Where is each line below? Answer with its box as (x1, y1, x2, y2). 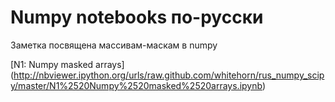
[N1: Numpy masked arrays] (10, 58, 125, 70)
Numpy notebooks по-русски (10, 6, 264, 29)
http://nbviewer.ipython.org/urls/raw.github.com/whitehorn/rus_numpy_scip (13, 69, 325, 81)
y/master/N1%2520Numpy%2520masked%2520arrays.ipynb (10, 79, 263, 91)
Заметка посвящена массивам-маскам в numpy (10, 39, 218, 51)
